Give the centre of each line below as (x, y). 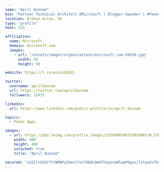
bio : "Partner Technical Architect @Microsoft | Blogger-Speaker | (75, 14)
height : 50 (29, 64)
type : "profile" (21, 23)
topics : (13, 117)
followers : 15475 (27, 95)
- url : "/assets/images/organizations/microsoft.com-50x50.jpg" (81, 55)
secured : (14, 162)
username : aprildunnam (32, 86)
